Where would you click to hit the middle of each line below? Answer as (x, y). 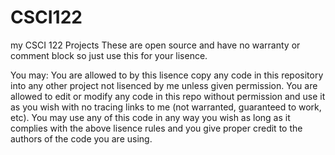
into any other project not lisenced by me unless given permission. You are (164, 85)
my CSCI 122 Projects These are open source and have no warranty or (155, 45)
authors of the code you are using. (81, 138)
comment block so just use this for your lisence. (109, 55)
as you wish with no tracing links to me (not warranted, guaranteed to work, (166, 107)
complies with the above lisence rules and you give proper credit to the (156, 128)
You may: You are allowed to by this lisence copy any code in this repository (167, 75)
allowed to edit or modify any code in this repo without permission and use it (168, 96)
